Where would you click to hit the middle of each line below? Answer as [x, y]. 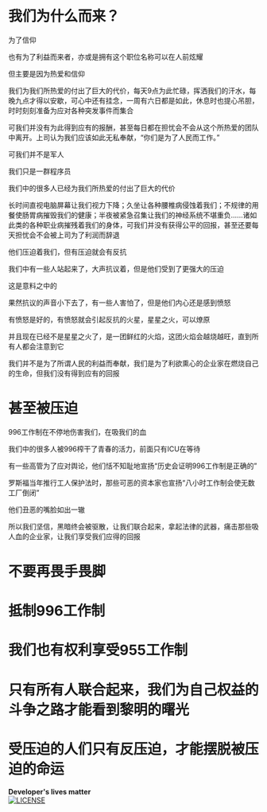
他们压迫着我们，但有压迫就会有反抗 [68, 252]
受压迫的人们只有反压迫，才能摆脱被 [127, 749]
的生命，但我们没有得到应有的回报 [64, 373]
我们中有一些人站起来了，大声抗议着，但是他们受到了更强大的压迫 [116, 268]
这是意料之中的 [33, 285]
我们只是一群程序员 [40, 171]
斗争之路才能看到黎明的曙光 [99, 710]
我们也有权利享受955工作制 [98, 650]
